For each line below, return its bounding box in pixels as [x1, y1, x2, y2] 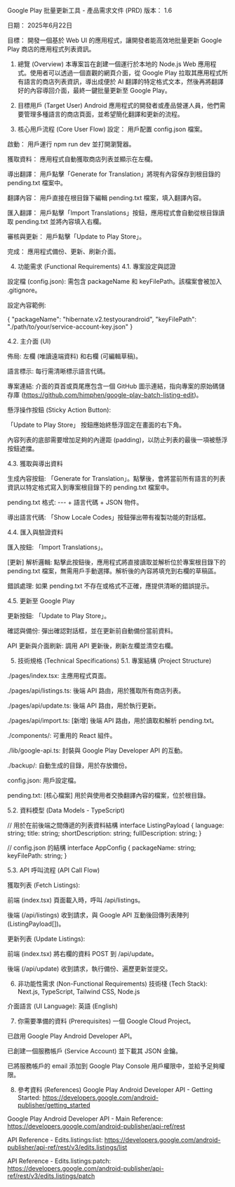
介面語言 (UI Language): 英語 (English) [7, 1002, 118, 1010]
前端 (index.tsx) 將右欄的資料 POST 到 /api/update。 [7, 950, 158, 957]
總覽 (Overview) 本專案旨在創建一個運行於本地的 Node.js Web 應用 [17, 60, 210, 68]
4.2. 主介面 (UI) [7, 337, 51, 345]
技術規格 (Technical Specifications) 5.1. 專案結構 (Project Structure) [17, 657, 212, 665]
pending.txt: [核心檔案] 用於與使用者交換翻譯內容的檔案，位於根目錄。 [7, 791, 210, 799]
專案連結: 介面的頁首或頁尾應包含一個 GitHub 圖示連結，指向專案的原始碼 [7, 382, 219, 390]
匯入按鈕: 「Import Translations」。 [7, 543, 107, 551]
